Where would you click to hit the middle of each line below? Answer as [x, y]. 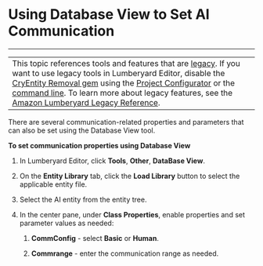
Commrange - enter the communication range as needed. [125, 253]
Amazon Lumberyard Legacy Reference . [86, 102]
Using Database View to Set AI [109, 15]
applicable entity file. [53, 184]
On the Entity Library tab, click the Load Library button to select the [130, 176]
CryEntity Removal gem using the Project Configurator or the [124, 82]
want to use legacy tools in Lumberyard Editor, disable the [119, 73]
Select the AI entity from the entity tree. [83, 199]
